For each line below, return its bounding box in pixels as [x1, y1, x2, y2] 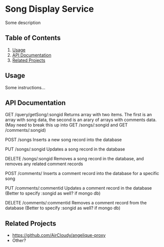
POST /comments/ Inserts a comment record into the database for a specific [5, 171, 160, 176]
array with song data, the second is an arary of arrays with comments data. [5, 117, 157, 123]
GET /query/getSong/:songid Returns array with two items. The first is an [5, 112, 152, 118]
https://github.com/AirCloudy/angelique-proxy [12, 232, 106, 238]
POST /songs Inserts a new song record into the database [5, 137, 122, 143]
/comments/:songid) [5, 127, 47, 133]
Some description [5, 20, 41, 25]
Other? [12, 238, 26, 244]
